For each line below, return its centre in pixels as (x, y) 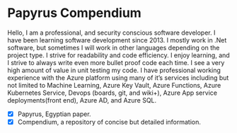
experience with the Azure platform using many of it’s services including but (118, 77)
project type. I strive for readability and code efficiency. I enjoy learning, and (118, 55)
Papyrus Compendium (74, 13)
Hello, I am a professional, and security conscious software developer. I (111, 33)
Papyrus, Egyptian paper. (54, 114)
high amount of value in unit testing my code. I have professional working (114, 70)
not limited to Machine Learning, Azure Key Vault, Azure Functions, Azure (114, 85)
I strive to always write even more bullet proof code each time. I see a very (116, 62)
